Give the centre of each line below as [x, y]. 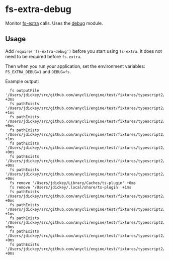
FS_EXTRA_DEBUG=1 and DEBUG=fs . [38, 71]
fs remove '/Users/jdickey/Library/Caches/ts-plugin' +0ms [73, 183]
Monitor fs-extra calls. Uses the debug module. [54, 23]
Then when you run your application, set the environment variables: [75, 66]
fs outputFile [24, 91]
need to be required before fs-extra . [44, 56]
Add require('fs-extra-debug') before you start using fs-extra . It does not [84, 51]
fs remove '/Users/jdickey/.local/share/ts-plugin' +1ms [71, 187]
